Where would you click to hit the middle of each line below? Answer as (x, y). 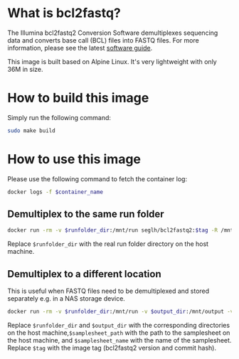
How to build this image (78, 98)
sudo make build (31, 130)
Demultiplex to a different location (84, 274)
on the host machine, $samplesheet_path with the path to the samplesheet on (119, 333)
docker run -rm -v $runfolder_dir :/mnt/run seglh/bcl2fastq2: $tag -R (113, 230)
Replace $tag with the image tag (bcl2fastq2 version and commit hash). (112, 348)
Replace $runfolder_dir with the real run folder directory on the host (108, 244)
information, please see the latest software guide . (80, 48)
